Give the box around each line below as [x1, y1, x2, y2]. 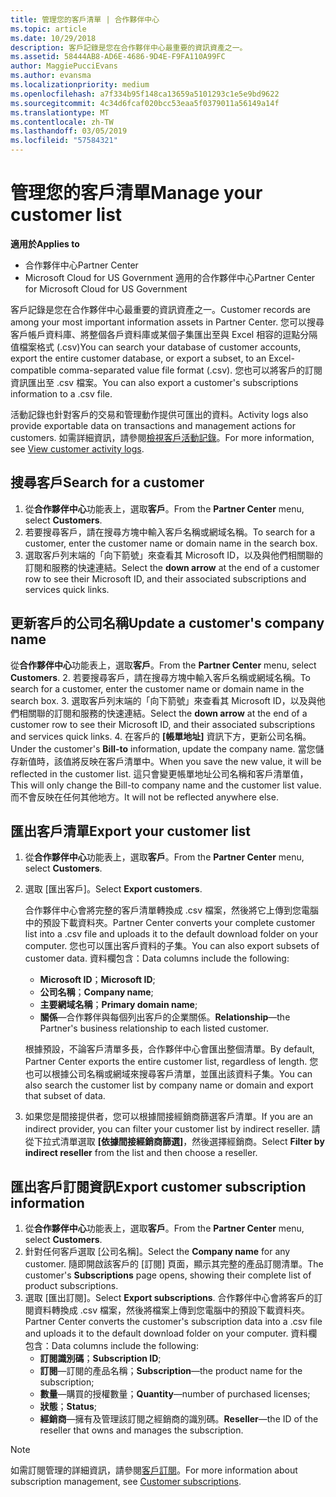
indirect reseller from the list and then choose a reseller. [24, 1147, 258, 1159]
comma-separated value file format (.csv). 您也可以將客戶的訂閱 [58, 364, 323, 376]
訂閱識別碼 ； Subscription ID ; [39, 1352, 162, 1365]
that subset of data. [24, 1090, 106, 1102]
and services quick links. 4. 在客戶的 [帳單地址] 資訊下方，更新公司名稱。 [10, 730, 312, 742]
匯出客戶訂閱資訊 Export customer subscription [10, 1178, 307, 1195]
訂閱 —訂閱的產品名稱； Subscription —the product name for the [39, 1365, 303, 1377]
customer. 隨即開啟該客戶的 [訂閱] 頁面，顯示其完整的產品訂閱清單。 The [24, 1258, 324, 1270]
